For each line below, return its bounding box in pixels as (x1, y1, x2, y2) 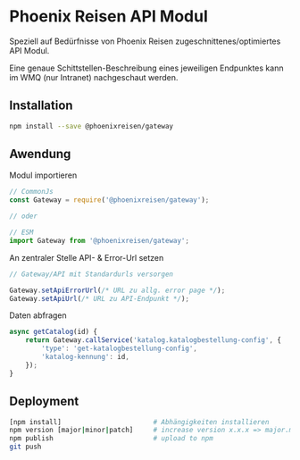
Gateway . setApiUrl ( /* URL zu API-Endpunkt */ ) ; (9, 294, 190, 303)
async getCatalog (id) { (9, 328, 98, 337)
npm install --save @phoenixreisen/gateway (9, 121, 174, 130)
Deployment (9, 394, 79, 409)
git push (9, 442, 42, 452)
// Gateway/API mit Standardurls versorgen (9, 270, 174, 279)
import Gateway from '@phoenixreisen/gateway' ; (9, 236, 190, 245)
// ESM (9, 228, 34, 238)
